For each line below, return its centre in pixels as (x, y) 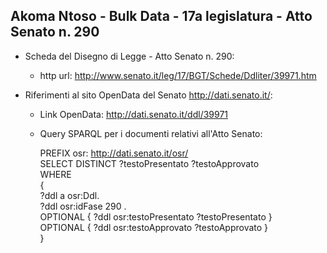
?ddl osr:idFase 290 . (83, 206)
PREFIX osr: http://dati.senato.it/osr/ (114, 153)
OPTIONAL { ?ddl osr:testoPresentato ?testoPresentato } (156, 216)
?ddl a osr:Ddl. (69, 195)
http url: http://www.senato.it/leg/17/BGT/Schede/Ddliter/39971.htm (178, 75)
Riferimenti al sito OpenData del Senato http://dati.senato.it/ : (148, 95)
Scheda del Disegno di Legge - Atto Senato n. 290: (129, 56)
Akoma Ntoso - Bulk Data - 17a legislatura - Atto (161, 16)
